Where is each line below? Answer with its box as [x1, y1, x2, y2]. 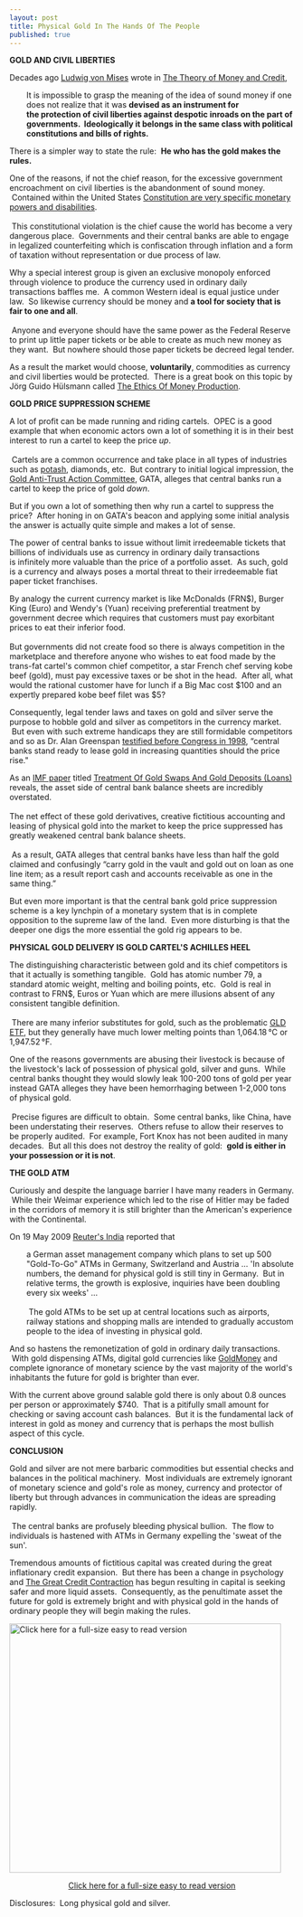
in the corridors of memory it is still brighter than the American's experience [9, 1204, 292, 1215]
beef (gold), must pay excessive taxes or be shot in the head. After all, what [9, 670, 294, 681]
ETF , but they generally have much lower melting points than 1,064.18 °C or [9, 1027, 288, 1038]
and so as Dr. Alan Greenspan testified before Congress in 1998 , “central [9, 736, 280, 747]
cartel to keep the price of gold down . [9, 483, 150, 494]
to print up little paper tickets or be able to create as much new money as [9, 335, 282, 345]
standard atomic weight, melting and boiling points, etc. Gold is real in [9, 978, 271, 990]
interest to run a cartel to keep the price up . [9, 435, 172, 446]
